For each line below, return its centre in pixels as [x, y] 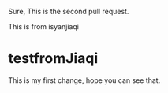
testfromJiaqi [53, 59]
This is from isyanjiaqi [43, 26]
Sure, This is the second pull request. [69, 11]
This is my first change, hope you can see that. [84, 80]
